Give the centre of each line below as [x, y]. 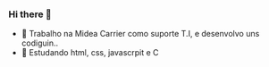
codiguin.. [40, 43]
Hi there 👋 [30, 14]
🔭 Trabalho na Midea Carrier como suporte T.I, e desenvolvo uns [140, 34]
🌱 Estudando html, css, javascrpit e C [90, 53]
